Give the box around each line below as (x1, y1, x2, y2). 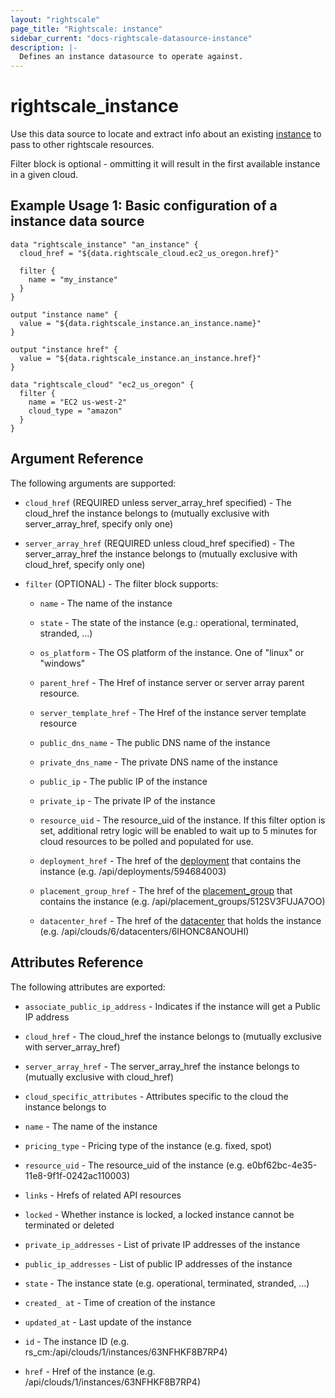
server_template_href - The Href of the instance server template (39, 706, 307, 718)
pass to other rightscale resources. (10, 139, 155, 151)
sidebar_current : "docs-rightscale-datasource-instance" (10, 33, 253, 43)
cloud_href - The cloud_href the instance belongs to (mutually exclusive (24, 1030, 322, 1042)
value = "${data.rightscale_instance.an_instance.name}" (19, 318, 262, 328)
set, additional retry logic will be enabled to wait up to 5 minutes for (39, 824, 318, 836)
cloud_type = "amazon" (28, 406, 123, 416)
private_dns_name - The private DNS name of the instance (39, 756, 278, 768)
